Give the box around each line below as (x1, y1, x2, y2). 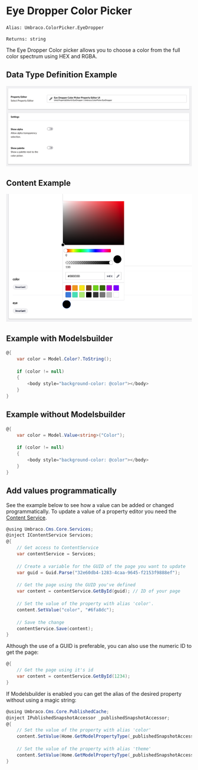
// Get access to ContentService (16, 545, 99, 551)
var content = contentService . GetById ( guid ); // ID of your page (16, 588, 181, 594)
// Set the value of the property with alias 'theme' (16, 746, 151, 752)
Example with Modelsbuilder (6, 333, 113, 343)
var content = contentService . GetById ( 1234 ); (16, 673, 131, 679)
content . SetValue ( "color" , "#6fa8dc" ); (16, 607, 115, 613)
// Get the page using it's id (16, 667, 94, 673)
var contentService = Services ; (16, 551, 96, 557)
